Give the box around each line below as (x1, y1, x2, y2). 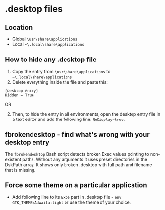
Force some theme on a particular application (5, 181, 147, 190)
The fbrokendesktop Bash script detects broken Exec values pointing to (5, 151, 149, 157)
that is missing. (5, 167, 36, 173)
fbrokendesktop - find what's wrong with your (5, 130, 150, 139)
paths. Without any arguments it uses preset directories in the (22, 156, 148, 162)
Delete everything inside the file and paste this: (12, 79, 108, 85)
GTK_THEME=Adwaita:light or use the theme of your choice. (12, 199, 131, 205)
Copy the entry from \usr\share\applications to (12, 68, 111, 74)
